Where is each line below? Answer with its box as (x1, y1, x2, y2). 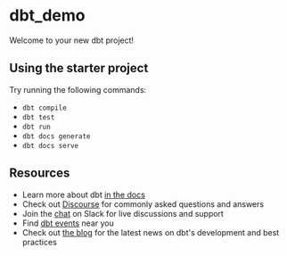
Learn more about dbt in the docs (21, 189, 145, 200)
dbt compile (21, 103, 67, 112)
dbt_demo (9, 5, 86, 26)
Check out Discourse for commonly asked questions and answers (21, 198, 265, 210)
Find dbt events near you (21, 218, 114, 228)
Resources (9, 166, 70, 181)
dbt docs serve (21, 141, 79, 150)
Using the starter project (9, 61, 149, 76)
